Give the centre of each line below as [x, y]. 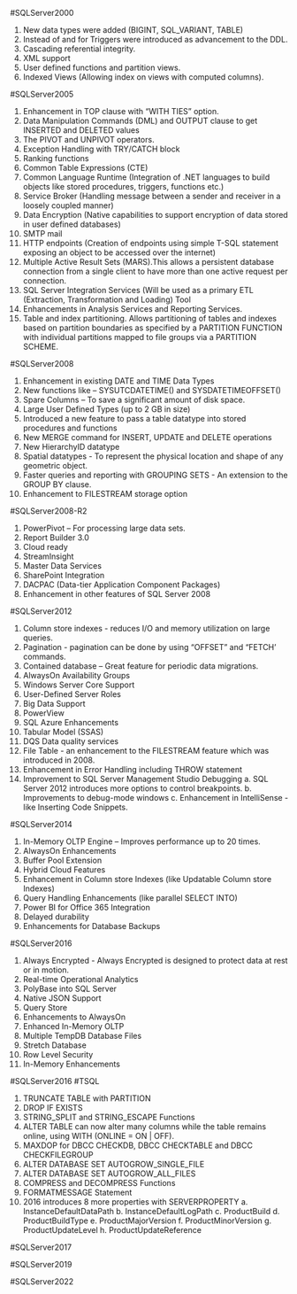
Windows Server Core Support [79, 685]
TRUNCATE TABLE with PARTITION [87, 1098]
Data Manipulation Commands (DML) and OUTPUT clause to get [140, 120]
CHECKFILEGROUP [58, 1155]
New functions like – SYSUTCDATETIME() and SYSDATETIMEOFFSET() [152, 390]
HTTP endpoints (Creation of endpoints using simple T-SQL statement [151, 243]
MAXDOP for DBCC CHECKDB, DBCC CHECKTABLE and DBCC [137, 1145]
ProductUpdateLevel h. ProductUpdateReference [112, 1230]
